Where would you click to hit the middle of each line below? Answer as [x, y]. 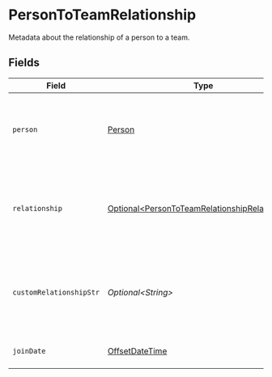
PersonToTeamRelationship [102, 15]
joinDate [29, 351]
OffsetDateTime [137, 351]
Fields [24, 63]
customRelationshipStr [56, 292]
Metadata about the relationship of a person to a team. [99, 37]
